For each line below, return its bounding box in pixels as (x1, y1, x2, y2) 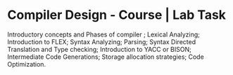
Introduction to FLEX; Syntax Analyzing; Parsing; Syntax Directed (7, 37, 196, 46)
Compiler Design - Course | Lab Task (7, 7, 227, 23)
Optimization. (7, 60, 46, 68)
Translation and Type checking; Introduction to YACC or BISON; (7, 45, 192, 53)
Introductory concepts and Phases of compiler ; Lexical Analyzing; (7, 30, 201, 39)
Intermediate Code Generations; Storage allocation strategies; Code (7, 53, 204, 61)
